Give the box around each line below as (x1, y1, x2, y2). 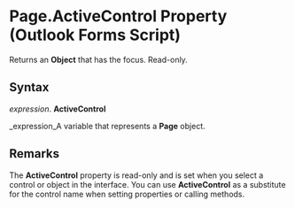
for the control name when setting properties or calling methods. (9, 189, 245, 199)
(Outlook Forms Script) (9, 25, 182, 45)
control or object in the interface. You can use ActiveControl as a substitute (9, 179, 286, 189)
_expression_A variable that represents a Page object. (9, 120, 206, 131)
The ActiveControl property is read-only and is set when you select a (9, 170, 264, 181)
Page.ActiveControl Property (9, 6, 228, 27)
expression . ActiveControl (9, 104, 106, 114)
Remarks (9, 146, 60, 161)
